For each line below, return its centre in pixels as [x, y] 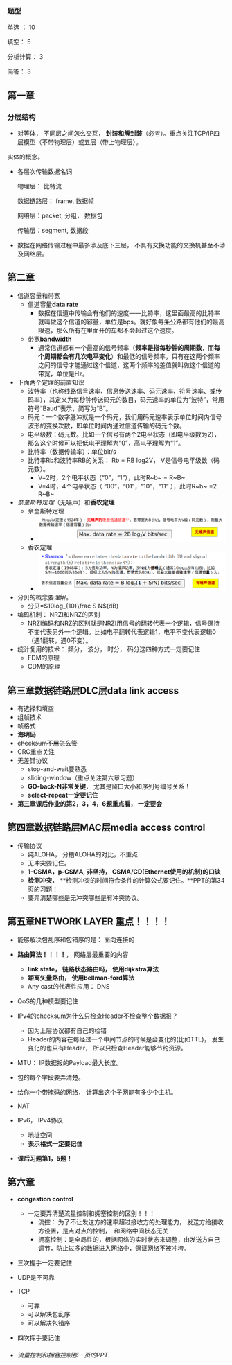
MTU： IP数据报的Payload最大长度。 [70, 1062]
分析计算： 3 [25, 57]
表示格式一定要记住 [55, 1143]
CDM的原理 [44, 667]
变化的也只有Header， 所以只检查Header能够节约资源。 [107, 1048]
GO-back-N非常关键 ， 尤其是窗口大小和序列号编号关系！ [109, 786]
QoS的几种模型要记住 [47, 1001]
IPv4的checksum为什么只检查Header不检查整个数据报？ [98, 1016]
